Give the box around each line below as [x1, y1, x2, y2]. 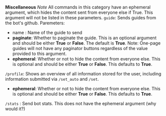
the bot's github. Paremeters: [5, 20, 65, 26]
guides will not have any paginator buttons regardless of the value [12, 46, 148, 51]
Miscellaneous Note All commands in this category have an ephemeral [5, 4, 151, 10]
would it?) [5, 106, 26, 112]
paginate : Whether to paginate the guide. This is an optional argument [12, 35, 157, 41]
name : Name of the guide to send [12, 30, 83, 35]
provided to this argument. [12, 51, 67, 57]
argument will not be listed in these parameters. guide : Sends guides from [5, 15, 157, 20]
